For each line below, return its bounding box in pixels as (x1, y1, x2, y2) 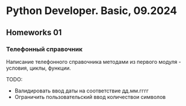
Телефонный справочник (6, 45, 83, 53)
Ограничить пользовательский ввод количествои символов (14, 93, 166, 100)
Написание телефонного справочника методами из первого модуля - (6, 58, 181, 65)
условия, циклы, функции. (6, 64, 72, 71)
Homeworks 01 (6, 28, 62, 37)
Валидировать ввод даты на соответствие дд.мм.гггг (14, 87, 149, 94)
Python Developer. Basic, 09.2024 (6, 4, 177, 18)
